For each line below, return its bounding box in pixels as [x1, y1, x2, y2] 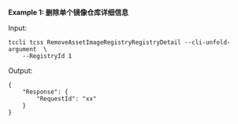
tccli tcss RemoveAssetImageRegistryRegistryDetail [8, 38, 181, 46]
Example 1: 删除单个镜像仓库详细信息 [8, 8, 128, 16]
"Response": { [22, 88, 69, 96]
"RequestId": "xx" [36, 95, 97, 103]
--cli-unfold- [184, 38, 231, 46]
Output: [8, 66, 33, 75]
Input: [8, 24, 28, 32]
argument [8, 46, 37, 53]
